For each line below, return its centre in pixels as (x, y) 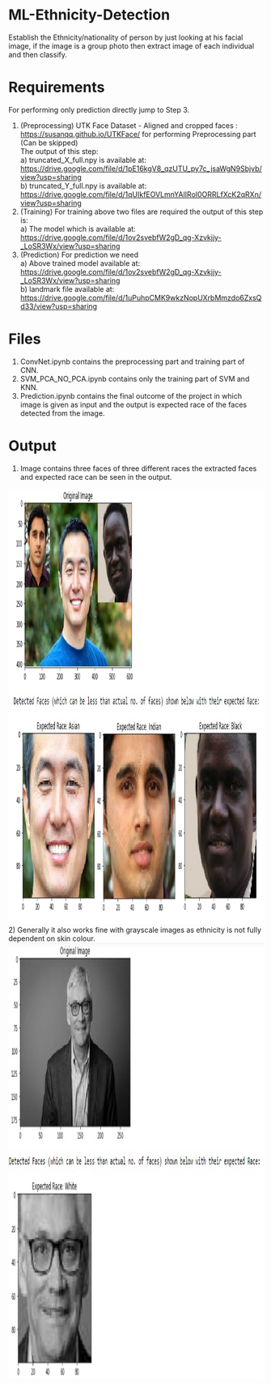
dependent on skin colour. (52, 938)
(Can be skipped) (49, 143)
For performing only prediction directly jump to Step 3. (99, 109)
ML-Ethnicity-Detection (89, 15)
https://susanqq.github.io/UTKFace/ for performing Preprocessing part (138, 134)
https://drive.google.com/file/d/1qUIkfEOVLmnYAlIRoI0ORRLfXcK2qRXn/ (140, 194)
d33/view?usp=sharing (59, 306)
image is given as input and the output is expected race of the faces (133, 404)
